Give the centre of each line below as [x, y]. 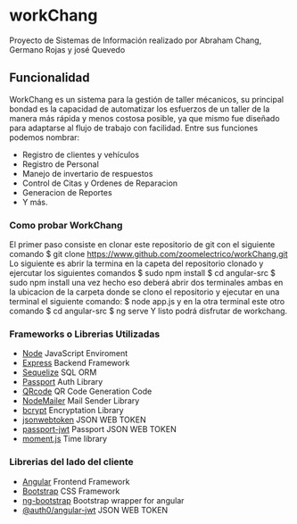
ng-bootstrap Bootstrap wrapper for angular [103, 500]
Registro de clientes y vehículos [81, 154]
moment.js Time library [65, 439]
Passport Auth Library [62, 382]
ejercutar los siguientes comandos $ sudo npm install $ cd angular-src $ [143, 273]
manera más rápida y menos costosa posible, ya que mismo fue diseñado [144, 118]
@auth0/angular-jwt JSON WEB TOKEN [95, 510]
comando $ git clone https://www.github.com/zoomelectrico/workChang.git [148, 254]
